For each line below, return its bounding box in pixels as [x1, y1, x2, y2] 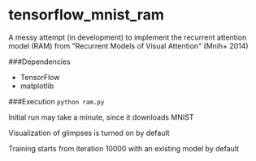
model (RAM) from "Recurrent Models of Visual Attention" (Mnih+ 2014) [8, 40, 249, 50]
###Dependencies [8, 57, 71, 66]
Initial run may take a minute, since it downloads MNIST [8, 112, 194, 122]
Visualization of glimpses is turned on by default [8, 128, 170, 138]
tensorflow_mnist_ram [8, 6, 165, 24]
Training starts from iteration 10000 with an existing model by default [8, 143, 240, 153]
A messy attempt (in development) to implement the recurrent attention [8, 32, 247, 42]
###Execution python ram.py [8, 96, 105, 106]
